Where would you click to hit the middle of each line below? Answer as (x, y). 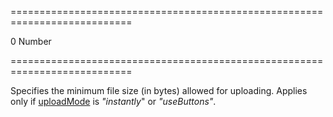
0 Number (31, 41)
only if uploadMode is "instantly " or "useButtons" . (113, 101)
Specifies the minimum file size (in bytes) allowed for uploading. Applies (159, 90)
